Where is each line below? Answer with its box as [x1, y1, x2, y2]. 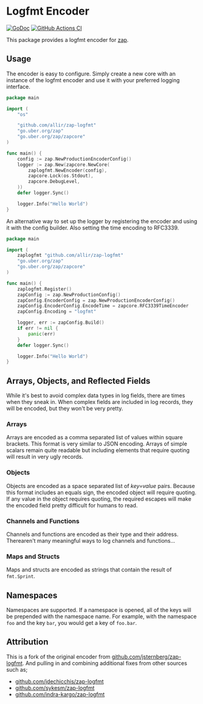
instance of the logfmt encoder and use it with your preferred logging [6, 76, 181, 83]
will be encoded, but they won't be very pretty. [6, 405, 123, 412]
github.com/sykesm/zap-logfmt [15, 684, 95, 691]
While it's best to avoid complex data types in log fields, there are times [6, 392, 185, 399]
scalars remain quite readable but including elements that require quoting [6, 447, 190, 454]
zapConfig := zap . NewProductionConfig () [17, 291, 121, 298]
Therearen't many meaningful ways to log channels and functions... [6, 537, 176, 544]
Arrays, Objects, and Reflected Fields [6, 375, 151, 386]
